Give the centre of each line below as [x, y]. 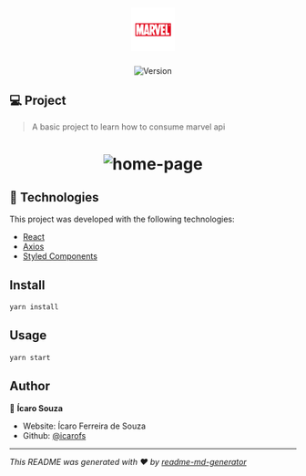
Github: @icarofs [54, 435]
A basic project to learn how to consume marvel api [128, 127]
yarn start [30, 357]
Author [30, 386]
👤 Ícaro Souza [36, 408]
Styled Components [60, 256]
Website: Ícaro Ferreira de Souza [84, 426]
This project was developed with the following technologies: [122, 219]
